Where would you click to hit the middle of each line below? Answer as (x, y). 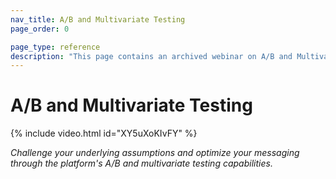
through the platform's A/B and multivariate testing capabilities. (141, 163)
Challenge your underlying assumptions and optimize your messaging (155, 153)
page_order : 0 (40, 29)
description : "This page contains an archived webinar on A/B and (151, 56)
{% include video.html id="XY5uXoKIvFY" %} (104, 133)
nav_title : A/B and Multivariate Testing (98, 19)
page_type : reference (55, 47)
